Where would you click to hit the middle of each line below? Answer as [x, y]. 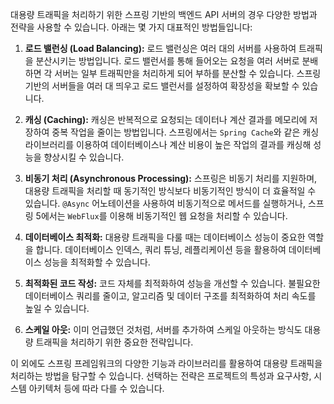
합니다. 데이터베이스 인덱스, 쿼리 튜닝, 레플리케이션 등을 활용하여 [161, 249]
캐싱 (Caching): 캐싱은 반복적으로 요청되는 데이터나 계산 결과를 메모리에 [166, 119]
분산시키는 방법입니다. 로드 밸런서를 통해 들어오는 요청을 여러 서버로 [167, 61]
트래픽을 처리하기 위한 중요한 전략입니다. [114, 342]
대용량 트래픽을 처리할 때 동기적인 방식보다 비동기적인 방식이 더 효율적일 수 [170, 191]
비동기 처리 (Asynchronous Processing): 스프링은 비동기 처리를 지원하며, [171, 178]
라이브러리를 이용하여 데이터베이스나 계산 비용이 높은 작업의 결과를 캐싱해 [168, 144]
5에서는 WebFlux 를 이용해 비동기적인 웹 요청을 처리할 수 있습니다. [161, 216]
